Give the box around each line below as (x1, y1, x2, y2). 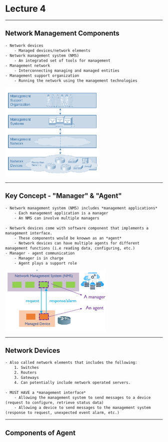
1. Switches (14, 365, 39, 370)
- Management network (5, 63, 50, 68)
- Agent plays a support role (14, 261, 77, 266)
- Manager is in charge (14, 256, 64, 261)
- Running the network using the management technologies (14, 78, 137, 83)
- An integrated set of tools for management (14, 58, 111, 63)
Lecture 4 (5, 3, 46, 15)
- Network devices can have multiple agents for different (14, 241, 140, 246)
